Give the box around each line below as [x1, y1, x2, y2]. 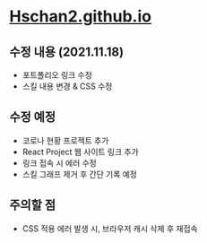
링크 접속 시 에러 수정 [22, 157, 97, 168]
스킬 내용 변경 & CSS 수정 [22, 81, 113, 91]
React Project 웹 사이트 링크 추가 [22, 146, 139, 157]
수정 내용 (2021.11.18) [9, 44, 124, 59]
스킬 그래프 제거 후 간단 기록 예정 [22, 169, 137, 179]
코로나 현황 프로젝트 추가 [22, 135, 109, 145]
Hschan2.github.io [9, 6, 152, 27]
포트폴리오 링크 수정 [22, 70, 92, 80]
